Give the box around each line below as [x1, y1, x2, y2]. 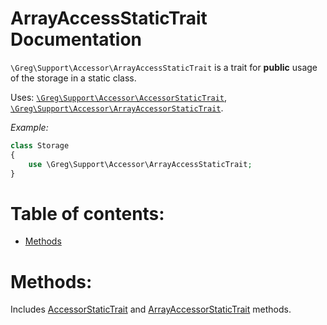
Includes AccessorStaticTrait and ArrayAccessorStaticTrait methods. [10, 303, 292, 316]
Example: [10, 121, 49, 133]
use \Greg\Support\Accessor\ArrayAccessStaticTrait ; [28, 159, 253, 169]
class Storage [10, 140, 70, 151]
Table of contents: [10, 202, 165, 225]
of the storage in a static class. [10, 72, 137, 84]
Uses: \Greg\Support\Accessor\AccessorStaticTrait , [10, 91, 228, 103]
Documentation [10, 28, 143, 51]
